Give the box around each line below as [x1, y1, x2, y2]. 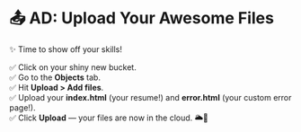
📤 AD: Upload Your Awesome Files [9, 8, 274, 29]
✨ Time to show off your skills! [9, 43, 123, 55]
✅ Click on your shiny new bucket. [9, 61, 137, 73]
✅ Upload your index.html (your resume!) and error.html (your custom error [9, 92, 292, 102]
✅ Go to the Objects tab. [9, 72, 102, 83]
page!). [9, 101, 36, 113]
